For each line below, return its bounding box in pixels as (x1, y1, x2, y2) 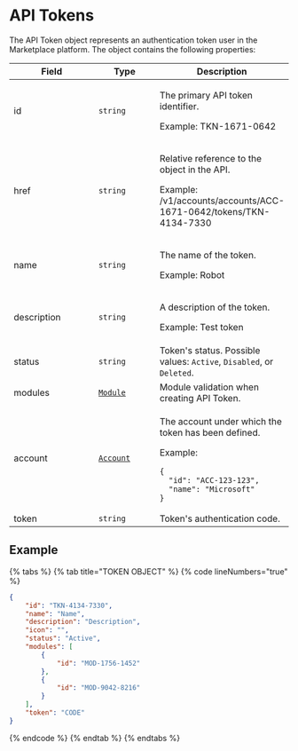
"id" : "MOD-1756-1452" (56, 659, 141, 668)
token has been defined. (159, 426, 261, 439)
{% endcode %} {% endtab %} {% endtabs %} (9, 732, 180, 743)
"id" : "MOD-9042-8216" (56, 684, 141, 692)
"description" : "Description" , (25, 618, 141, 627)
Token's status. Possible (159, 344, 261, 356)
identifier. (159, 99, 200, 112)
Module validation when (159, 381, 260, 393)
